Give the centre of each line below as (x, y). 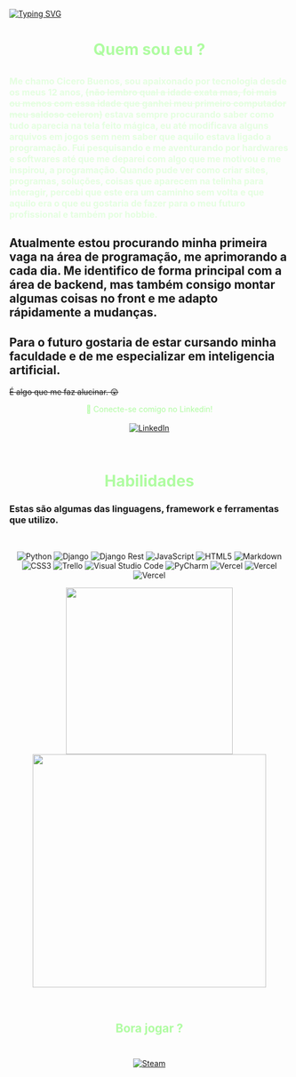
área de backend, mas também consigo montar (142, 284)
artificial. (35, 370)
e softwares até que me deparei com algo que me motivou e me (145, 158)
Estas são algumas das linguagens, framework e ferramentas (144, 508)
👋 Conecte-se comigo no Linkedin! (149, 409)
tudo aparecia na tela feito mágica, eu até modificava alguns (139, 125)
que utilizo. (34, 520)
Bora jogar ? (149, 1028)
